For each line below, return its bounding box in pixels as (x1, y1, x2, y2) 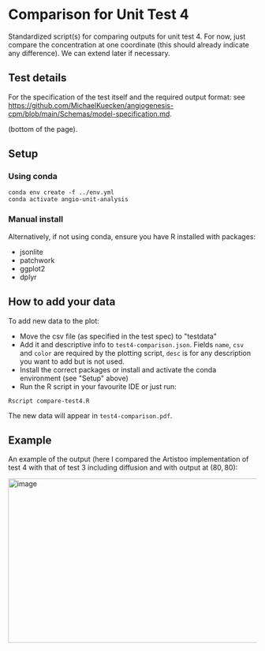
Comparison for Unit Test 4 (8, 6, 189, 24)
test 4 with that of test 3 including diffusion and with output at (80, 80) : (8, 463, 238, 473)
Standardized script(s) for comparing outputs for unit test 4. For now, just (8, 32, 246, 41)
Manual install (8, 214, 64, 225)
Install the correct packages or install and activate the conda (19, 365, 217, 374)
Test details (8, 71, 67, 84)
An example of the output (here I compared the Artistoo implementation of (8, 455, 249, 464)
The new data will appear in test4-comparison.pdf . (8, 410, 173, 420)
